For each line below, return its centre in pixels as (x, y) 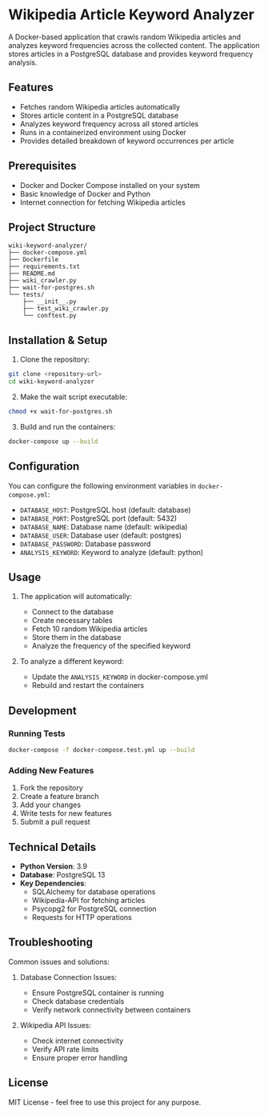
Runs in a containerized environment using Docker (103, 132)
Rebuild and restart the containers (88, 685)
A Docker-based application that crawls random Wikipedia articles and (125, 37)
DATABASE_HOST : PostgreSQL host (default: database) (105, 510)
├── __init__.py (50, 302)
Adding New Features (51, 770)
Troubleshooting (51, 943)
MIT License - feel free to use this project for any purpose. (105, 1102)
